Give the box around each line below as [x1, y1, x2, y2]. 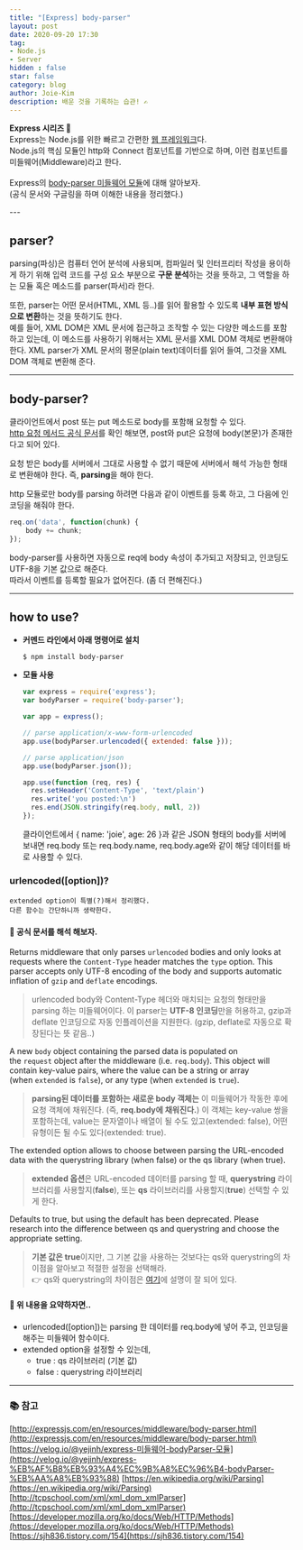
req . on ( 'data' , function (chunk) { [9, 518, 140, 527]
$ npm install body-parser [22, 653, 124, 662]
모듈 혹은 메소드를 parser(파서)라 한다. [18, 280, 155, 291]
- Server [9, 55, 42, 64]
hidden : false [9, 64, 67, 73]
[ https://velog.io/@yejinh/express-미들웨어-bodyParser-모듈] [9, 1444, 234, 1454]
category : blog [9, 80, 67, 89]
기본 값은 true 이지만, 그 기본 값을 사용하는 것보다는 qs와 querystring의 [31, 1252, 281, 1262]
